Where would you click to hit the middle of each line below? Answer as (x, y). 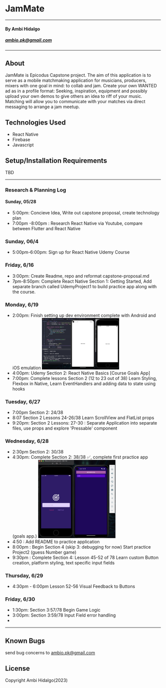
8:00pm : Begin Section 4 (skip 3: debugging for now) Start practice (82, 547)
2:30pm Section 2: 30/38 (38, 452)
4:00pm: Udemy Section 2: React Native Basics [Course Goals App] (81, 373)
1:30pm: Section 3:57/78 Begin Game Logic (56, 610)
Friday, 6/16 (20, 265)
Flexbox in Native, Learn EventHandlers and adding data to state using (84, 383)
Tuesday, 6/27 (23, 401)
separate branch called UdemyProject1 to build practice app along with (84, 286)
